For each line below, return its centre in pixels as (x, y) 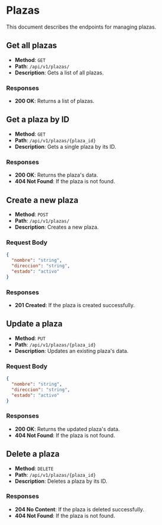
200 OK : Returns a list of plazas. (55, 101)
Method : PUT (30, 338)
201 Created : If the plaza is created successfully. (75, 305)
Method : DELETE (34, 468)
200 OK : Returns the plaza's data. (56, 175)
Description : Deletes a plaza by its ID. (61, 481)
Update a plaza (34, 324)
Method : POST (31, 214)
